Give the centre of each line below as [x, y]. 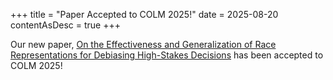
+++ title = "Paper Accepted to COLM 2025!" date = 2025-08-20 [144, 14]
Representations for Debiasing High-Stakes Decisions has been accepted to [167, 55]
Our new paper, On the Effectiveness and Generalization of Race [143, 44]
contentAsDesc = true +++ [65, 25]
